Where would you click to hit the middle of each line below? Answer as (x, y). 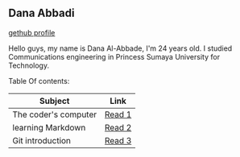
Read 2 (118, 127)
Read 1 (118, 114)
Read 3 (118, 140)
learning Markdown (49, 127)
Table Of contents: (39, 81)
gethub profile (32, 32)
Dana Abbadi (41, 13)
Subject (54, 101)
